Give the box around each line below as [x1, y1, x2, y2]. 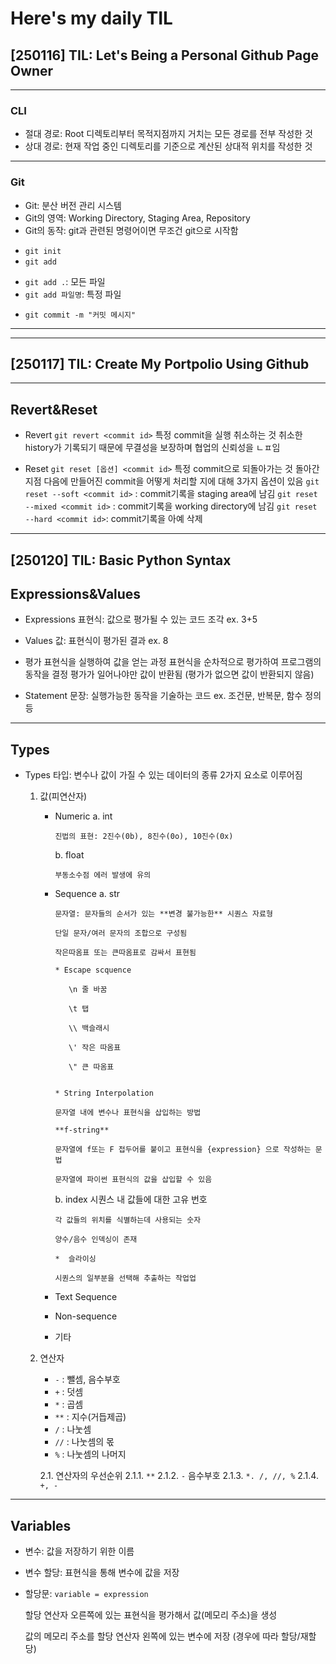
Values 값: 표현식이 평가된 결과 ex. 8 [24, 635, 169, 647]
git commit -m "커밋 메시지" [24, 310, 137, 320]
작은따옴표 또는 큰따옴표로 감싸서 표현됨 [54, 948, 197, 958]
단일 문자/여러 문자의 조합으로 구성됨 [54, 928, 188, 939]
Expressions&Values [10, 586, 142, 602]
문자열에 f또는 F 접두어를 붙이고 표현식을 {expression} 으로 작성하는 [54, 1145, 312, 1155]
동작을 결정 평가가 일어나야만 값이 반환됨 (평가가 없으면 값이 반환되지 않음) [24, 668, 315, 681]
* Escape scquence [54, 965, 132, 976]
